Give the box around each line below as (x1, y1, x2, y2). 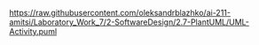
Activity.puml (9, 26, 58, 36)
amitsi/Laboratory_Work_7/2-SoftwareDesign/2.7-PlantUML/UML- (9, 17, 250, 27)
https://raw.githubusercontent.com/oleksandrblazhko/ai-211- (9, 8, 231, 18)
